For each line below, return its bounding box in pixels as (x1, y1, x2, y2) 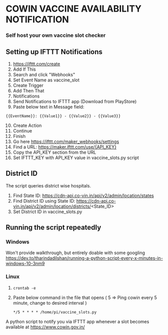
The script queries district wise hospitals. (6, 182, 91, 188)
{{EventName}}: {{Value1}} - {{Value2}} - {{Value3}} (6, 113, 121, 119)
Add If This (13, 66, 36, 72)
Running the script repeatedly (6, 223, 102, 232)
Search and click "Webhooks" (13, 71, 75, 77)
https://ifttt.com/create (13, 61, 60, 67)
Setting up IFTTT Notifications (6, 47, 103, 56)
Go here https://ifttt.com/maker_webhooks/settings (13, 138, 120, 145)
